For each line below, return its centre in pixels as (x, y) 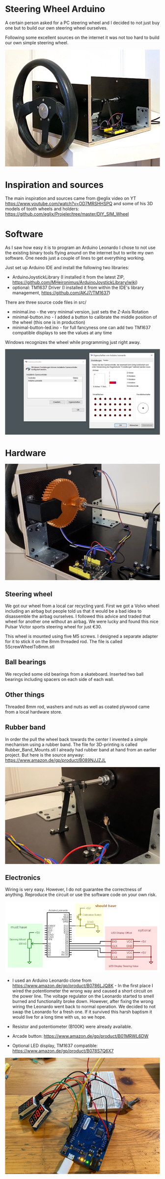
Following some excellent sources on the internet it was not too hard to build (82, 37)
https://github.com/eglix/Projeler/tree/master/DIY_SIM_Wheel (67, 214)
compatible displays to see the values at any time (62, 333)
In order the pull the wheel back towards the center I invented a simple (76, 739)
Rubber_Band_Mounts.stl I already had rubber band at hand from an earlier (81, 749)
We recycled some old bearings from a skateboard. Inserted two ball (74, 674)
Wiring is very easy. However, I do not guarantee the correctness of (74, 890)
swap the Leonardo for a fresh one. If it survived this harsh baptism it (82, 1012)
